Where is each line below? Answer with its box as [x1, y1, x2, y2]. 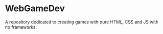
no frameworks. [5, 24, 37, 30]
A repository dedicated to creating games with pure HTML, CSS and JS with [5, 19, 159, 25]
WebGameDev [5, 3, 65, 14]
